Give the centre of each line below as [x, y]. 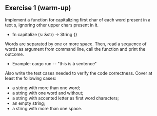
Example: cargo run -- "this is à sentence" [54, 63]
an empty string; [29, 103]
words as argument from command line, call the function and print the [75, 49]
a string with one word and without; [48, 93]
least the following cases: [31, 78]
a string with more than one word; [46, 88]
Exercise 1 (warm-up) [38, 8]
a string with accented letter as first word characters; [65, 98]
